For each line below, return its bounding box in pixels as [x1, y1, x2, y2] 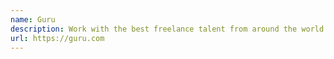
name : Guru [10, 14, 56, 25]
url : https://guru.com [10, 33, 105, 43]
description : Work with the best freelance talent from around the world [10, 24, 325, 34]
